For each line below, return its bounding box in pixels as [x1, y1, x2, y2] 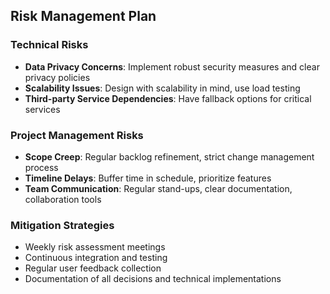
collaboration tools [24, 193, 102, 205]
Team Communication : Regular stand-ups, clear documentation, [24, 182, 293, 194]
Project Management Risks [10, 128, 144, 142]
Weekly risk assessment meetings [24, 241, 166, 253]
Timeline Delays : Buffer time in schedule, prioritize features [24, 172, 272, 184]
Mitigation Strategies [10, 218, 115, 232]
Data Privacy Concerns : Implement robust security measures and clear [24, 60, 320, 73]
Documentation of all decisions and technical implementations [24, 273, 282, 285]
